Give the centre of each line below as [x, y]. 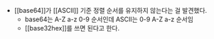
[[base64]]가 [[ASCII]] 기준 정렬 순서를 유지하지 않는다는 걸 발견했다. [111, 10]
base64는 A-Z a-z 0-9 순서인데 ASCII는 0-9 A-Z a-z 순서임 [109, 19]
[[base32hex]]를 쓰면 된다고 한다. [72, 28]
